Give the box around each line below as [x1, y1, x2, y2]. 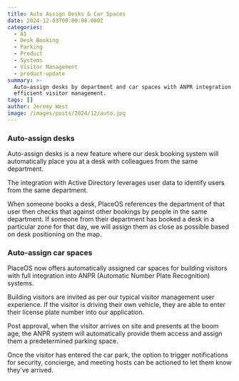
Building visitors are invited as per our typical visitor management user [7, 293, 215, 301]
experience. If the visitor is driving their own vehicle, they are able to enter [7, 301, 226, 309]
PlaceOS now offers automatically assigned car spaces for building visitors [7, 264, 228, 273]
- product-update [14, 70, 66, 77]
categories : [7, 24, 43, 31]
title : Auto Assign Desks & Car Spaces [7, 10, 126, 18]
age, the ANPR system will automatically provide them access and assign [7, 329, 223, 338]
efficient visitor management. [14, 90, 107, 97]
